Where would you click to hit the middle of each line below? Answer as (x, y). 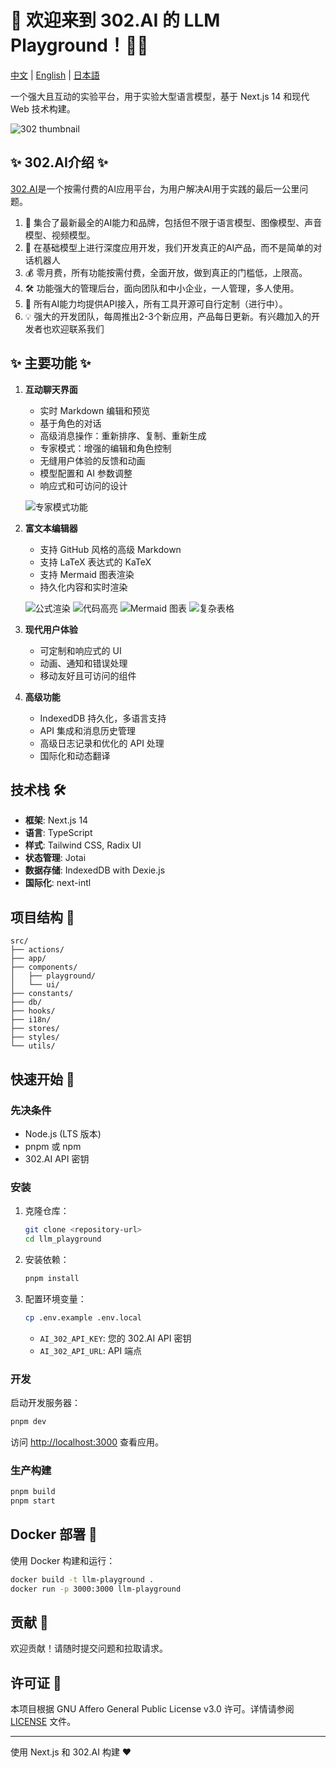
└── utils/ (33, 1046)
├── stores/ (35, 1029)
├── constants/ (42, 994)
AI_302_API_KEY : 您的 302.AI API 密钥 (115, 1338)
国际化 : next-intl (58, 883)
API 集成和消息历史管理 (87, 730)
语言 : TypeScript (58, 833)
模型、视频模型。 (60, 235)
